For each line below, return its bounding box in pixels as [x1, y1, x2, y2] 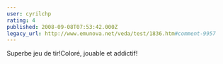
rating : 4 [6, 17, 36, 24]
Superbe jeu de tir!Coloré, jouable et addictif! [6, 49, 138, 58]
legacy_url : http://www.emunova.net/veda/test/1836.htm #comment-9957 [6, 30, 217, 37]
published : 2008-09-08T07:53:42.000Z [6, 23, 118, 30]
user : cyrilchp [6, 10, 52, 18]
